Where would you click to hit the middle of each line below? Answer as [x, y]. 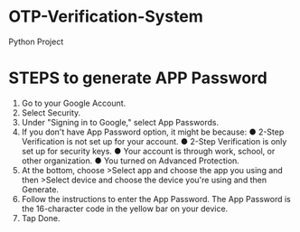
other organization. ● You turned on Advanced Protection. [131, 161]
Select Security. [51, 112]
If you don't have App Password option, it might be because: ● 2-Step [153, 132]
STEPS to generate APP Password [138, 78]
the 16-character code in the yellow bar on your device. [125, 209]
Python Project [36, 42]
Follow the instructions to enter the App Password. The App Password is [156, 199]
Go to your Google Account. [74, 103]
